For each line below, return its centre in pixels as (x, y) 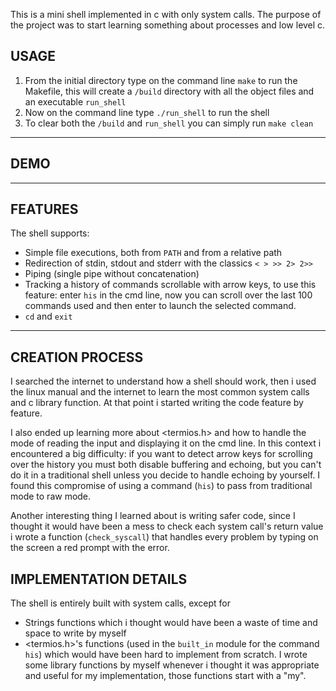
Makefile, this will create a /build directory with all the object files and (169, 91)
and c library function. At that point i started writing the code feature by (157, 403)
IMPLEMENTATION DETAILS (99, 579)
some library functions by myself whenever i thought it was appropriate (172, 665)
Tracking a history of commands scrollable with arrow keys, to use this (170, 285)
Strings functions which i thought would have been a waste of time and (171, 623)
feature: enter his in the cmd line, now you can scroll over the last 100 (168, 295)
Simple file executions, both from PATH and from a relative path (153, 253)
